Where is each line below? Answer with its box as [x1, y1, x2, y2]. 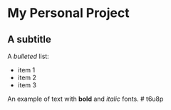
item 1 [17, 66, 36, 74]
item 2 [17, 73, 37, 82]
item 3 [17, 81, 37, 89]
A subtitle [7, 33, 52, 45]
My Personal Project [7, 5, 130, 21]
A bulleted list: [7, 52, 50, 60]
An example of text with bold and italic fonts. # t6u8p [7, 94, 164, 103]
